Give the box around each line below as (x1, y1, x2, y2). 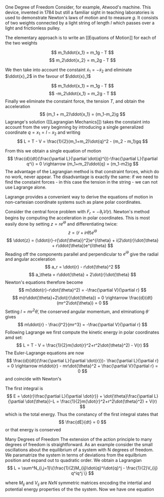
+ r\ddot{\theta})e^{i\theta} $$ (52, 242, 113, 248)
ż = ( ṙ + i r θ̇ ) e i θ (68, 229, 97, 235)
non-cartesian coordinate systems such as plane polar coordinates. (5, 199, 142, 205)
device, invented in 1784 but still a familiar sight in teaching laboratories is (5, 9, 154, 15)
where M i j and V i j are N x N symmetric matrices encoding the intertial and (5, 480, 151, 487)
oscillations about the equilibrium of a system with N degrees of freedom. (5, 447, 154, 453)
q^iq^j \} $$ (71, 470, 94, 476)
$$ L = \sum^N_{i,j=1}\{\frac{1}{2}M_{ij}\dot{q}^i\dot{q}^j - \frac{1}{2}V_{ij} (7, 465, 158, 471)
